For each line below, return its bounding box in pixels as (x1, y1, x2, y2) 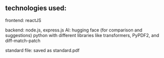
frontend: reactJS (5, 17, 41, 23)
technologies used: (5, 4, 66, 12)
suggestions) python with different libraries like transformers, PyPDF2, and (5, 32, 159, 38)
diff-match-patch (5, 37, 41, 43)
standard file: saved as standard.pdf (5, 47, 80, 53)
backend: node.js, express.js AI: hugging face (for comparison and (5, 27, 142, 33)
